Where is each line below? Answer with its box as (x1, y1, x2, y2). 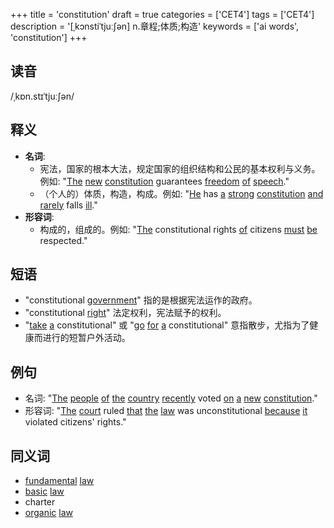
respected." (39, 234, 88, 246)
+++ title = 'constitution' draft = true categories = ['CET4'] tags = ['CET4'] (10, 9, 315, 20)
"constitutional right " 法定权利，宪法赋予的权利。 (24, 307, 227, 319)
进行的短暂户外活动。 (42, 332, 131, 344)
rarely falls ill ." (39, 199, 98, 211)
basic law (24, 485, 65, 498)
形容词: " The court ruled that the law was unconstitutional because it (24, 405, 308, 417)
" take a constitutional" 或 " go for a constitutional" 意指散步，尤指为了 (24, 319, 310, 331)
